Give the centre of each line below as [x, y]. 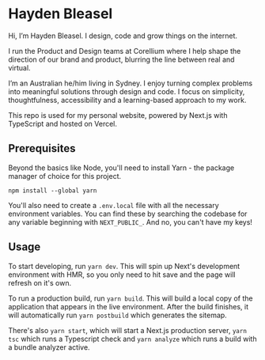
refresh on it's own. [40, 282]
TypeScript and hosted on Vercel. [62, 123]
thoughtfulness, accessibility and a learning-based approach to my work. [127, 100]
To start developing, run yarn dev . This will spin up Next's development [124, 266]
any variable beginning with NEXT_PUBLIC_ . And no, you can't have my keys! [131, 222]
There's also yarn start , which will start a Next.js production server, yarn [128, 330]
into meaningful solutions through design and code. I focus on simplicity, [127, 91]
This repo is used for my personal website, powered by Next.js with [118, 115]
